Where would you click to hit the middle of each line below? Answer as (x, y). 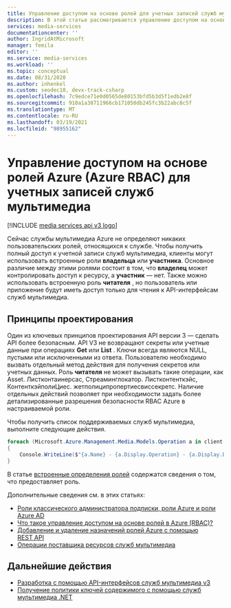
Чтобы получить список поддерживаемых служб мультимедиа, (101, 422)
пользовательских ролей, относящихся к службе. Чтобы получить (105, 246)
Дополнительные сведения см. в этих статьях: (76, 495)
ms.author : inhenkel (37, 84)
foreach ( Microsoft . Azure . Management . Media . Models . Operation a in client (115, 442)
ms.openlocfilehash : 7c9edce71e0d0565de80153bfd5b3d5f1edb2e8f (100, 97)
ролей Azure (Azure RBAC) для (99, 177)
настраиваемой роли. (39, 409)
